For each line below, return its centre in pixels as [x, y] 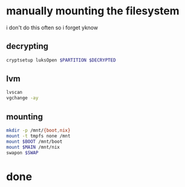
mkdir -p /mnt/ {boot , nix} [38, 130]
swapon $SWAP [22, 153]
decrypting [27, 46]
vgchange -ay [22, 98]
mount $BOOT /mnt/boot [34, 142]
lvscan [14, 93]
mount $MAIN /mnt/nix [33, 147]
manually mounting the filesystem [93, 11]
